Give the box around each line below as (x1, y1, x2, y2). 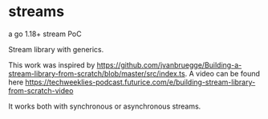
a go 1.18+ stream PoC (8, 29, 82, 39)
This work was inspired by (8, 59, 95, 70)
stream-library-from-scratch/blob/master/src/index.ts (8, 68, 186, 78)
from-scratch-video (8, 85, 74, 95)
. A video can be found (185, 68, 261, 78)
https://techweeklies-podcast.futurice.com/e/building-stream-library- (25, 77, 256, 87)
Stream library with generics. (8, 44, 104, 54)
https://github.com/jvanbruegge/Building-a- (96, 59, 242, 70)
